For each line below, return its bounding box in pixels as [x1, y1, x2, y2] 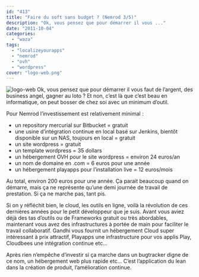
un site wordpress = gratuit [14, 141, 81, 148]
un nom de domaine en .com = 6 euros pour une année [14, 160, 150, 167]
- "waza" [11, 36, 33, 42]
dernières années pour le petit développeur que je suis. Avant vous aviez [6, 208, 184, 215]
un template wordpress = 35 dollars [14, 147, 102, 154]
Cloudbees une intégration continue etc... [6, 239, 108, 247]
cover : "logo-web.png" [6, 70, 62, 76]
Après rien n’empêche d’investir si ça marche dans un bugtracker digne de [6, 251, 189, 259]
